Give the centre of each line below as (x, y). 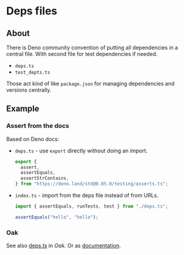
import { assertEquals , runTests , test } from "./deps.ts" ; (91, 206)
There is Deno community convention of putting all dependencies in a (92, 47)
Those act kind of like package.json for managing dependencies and (91, 83)
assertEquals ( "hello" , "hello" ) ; (57, 217)
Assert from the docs (38, 126)
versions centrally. (29, 90)
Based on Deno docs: (33, 139)
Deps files (32, 11)
